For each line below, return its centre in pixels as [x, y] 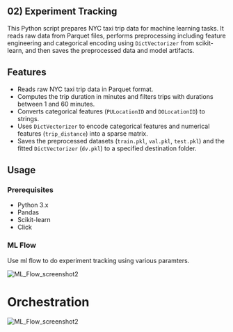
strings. [28, 118]
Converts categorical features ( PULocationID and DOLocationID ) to [111, 111]
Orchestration [48, 302]
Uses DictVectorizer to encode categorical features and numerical [113, 126]
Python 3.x [33, 205]
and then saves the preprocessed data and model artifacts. [110, 50]
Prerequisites [30, 189]
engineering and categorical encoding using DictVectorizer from [101, 43]
